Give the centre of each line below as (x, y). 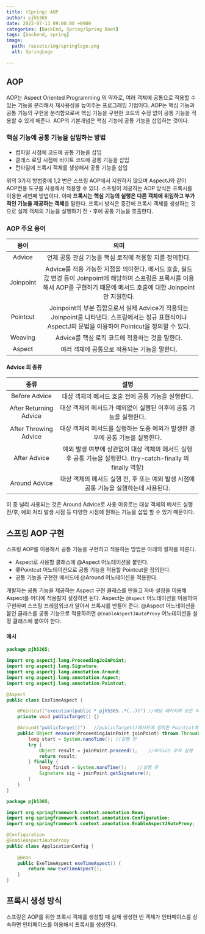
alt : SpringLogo (32, 52)
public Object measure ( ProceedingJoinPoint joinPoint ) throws (98, 733)
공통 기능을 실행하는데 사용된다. (128, 488)
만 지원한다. (119, 297)
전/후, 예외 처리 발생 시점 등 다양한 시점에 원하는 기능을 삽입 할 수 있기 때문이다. (101, 512)
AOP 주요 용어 (26, 228)
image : (15, 40)
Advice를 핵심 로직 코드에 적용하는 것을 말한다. (119, 338)
